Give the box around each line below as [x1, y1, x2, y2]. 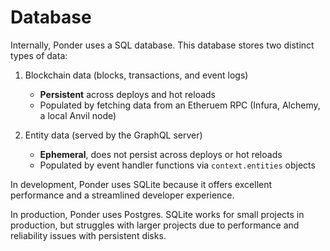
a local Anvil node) [39, 109, 117, 121]
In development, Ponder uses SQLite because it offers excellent [10, 178, 273, 190]
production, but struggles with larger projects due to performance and [10, 219, 300, 231]
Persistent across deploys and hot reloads [39, 88, 216, 100]
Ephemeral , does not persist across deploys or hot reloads [39, 148, 283, 160]
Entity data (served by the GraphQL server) [24, 129, 203, 141]
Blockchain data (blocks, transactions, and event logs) [24, 69, 249, 81]
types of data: [10, 49, 68, 61]
